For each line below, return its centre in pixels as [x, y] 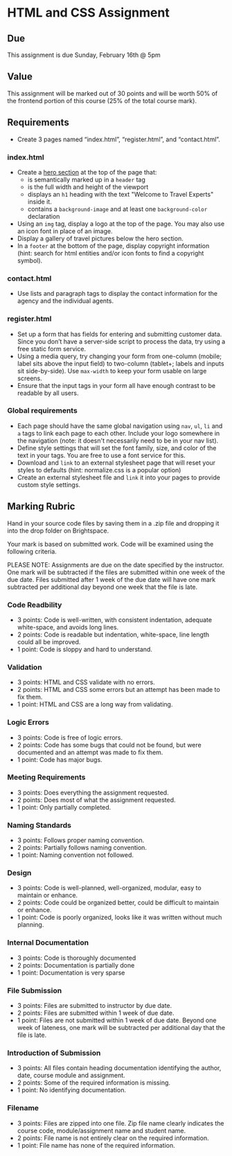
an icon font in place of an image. [65, 231]
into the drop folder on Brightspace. [58, 531]
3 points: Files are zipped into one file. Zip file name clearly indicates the [121, 1123]
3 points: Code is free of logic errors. [70, 737]
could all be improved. [49, 641]
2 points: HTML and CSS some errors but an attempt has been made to [118, 690]
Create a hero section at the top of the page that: [87, 172]
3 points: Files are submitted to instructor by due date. [95, 1005]
